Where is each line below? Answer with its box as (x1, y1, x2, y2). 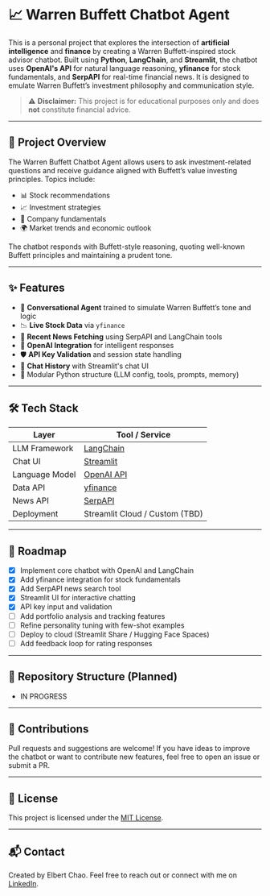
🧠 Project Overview (8, 135, 107, 149)
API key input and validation (19, 602, 112, 612)
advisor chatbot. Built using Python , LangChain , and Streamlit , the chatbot (8, 55, 258, 64)
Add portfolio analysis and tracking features (19, 611, 166, 620)
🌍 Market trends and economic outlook (19, 222, 152, 233)
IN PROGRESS (19, 691, 67, 701)
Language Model (12, 469, 76, 480)
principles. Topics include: (8, 174, 96, 184)
